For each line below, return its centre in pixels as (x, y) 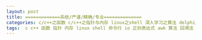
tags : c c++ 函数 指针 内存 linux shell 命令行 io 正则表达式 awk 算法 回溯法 (100, 28)
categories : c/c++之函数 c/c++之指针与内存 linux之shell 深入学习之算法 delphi (101, 22)
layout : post (23, 11)
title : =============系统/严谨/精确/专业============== (74, 17)
